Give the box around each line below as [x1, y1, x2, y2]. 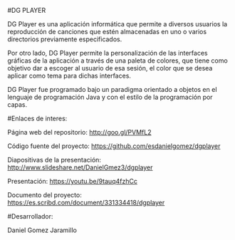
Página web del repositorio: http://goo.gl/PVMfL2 [7, 128, 152, 136]
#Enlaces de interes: [7, 114, 68, 122]
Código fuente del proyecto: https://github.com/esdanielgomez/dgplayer [7, 142, 221, 150]
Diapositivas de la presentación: [7, 156, 102, 164]
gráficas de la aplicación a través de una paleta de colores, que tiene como [7, 56, 228, 65]
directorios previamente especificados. [7, 35, 122, 43]
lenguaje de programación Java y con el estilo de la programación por [7, 93, 213, 101]
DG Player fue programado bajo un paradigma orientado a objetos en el [7, 85, 217, 93]
